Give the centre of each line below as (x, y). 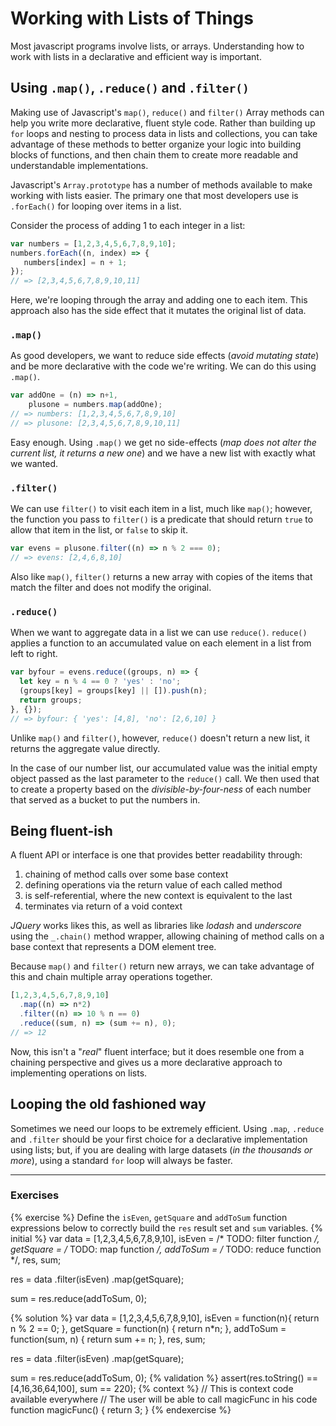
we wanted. (34, 463)
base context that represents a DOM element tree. (113, 947)
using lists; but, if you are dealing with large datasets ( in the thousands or (161, 1149)
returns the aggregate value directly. (85, 748)
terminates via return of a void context (103, 906)
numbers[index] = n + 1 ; (75, 262)
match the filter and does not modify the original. (111, 587)
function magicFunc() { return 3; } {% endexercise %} (121, 1409)
